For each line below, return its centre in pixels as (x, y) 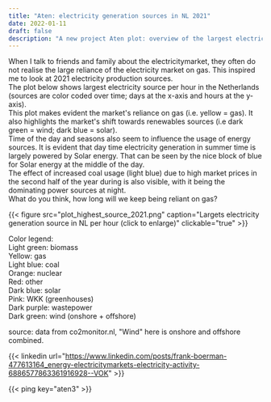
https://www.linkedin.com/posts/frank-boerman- (146, 356)
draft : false (30, 31)
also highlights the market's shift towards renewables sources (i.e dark (126, 121)
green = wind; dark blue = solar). (63, 130)
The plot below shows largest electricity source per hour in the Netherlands (134, 87)
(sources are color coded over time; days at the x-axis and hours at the (126, 96)
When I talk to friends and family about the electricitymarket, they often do (132, 61)
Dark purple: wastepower (50, 307)
